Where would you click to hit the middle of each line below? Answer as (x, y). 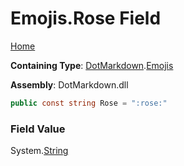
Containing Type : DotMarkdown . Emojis (92, 65)
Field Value (38, 129)
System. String (39, 151)
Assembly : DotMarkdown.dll (69, 84)
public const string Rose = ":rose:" (89, 103)
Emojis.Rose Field (86, 18)
